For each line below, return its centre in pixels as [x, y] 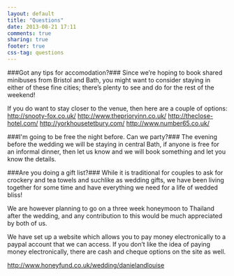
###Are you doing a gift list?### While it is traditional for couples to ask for [115, 173]
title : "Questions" [36, 20]
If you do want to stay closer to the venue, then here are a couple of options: [117, 108]
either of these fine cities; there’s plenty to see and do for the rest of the [111, 87]
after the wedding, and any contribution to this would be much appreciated [115, 216]
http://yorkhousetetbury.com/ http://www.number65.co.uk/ [124, 123]
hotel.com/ [23, 123]
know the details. [32, 159]
